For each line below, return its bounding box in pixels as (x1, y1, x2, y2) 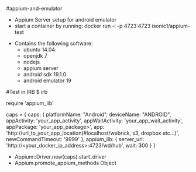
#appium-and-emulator (6, 5, 63, 12)
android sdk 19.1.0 (23, 71, 67, 78)
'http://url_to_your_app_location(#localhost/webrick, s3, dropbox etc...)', (6, 129, 180, 136)
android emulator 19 (23, 77, 72, 84)
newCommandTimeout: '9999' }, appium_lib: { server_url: (6, 136, 145, 142)
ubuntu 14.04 (23, 46, 56, 53)
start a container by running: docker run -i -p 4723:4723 (14, 23, 151, 29)
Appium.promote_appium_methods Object (14, 160, 117, 166)
